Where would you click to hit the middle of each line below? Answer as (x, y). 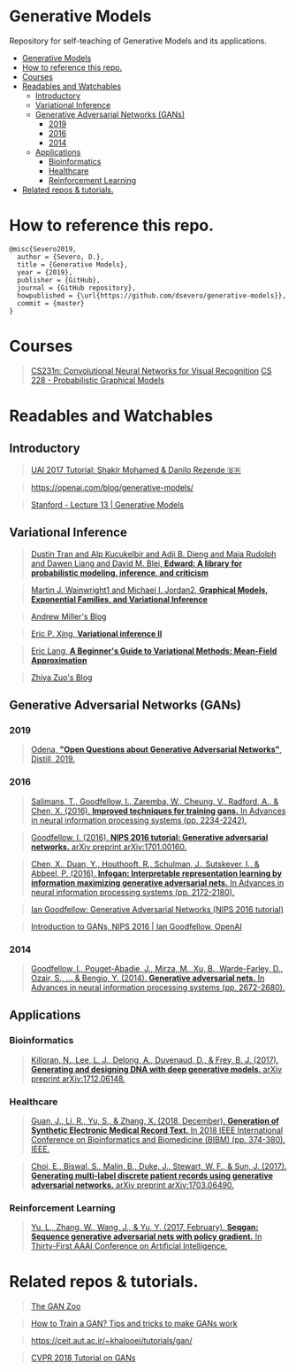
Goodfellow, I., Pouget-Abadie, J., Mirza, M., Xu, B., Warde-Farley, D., (157, 968)
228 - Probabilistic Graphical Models (98, 380)
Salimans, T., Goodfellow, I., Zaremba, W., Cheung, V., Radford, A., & (155, 801)
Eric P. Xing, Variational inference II (96, 633)
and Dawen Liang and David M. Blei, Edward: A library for (137, 563)
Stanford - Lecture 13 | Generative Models (107, 504)
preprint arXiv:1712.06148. (78, 1079)
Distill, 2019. (53, 759)
